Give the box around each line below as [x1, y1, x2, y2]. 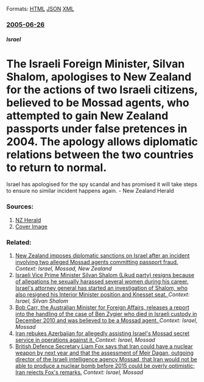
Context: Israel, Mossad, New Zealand [15, 265, 112, 272]
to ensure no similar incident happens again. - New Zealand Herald [6, 187, 174, 195]
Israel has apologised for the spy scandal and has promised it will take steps [6, 181, 198, 188]
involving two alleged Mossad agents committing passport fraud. [15, 259, 178, 266]
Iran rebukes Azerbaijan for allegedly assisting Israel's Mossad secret [15, 330, 190, 337]
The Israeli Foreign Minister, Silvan [6, 57, 185, 71]
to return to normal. [6, 160, 107, 175]
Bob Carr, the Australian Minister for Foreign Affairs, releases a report [15, 304, 190, 311]
